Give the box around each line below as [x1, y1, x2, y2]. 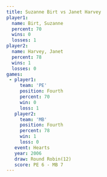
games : [6, 71, 23, 77]
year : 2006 [14, 150, 42, 156]
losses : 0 [11, 65, 36, 72]
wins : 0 [11, 32, 31, 38]
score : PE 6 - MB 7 [14, 162, 63, 168]
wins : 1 [11, 60, 31, 66]
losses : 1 [11, 37, 36, 43]
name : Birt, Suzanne [11, 20, 63, 26]
